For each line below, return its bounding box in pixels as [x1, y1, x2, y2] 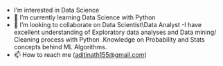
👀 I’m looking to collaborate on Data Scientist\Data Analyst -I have [13, 21, 202, 28]
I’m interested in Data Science [13, 6, 100, 14]
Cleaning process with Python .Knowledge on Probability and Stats [13, 35, 206, 44]
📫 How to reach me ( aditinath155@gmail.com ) [13, 51, 147, 58]
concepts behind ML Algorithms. [13, 43, 107, 51]
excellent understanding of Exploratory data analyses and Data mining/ [13, 28, 217, 36]
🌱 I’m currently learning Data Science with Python [13, 13, 156, 22]
